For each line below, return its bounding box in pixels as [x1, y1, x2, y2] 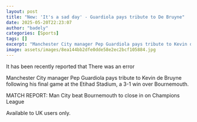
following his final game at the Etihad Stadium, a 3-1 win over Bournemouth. [6, 80, 189, 87]
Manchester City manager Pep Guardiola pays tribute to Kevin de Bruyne [6, 74, 182, 81]
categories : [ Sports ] [6, 30, 59, 36]
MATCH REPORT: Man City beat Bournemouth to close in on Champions [6, 91, 180, 99]
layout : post [6, 8, 38, 15]
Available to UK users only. [6, 109, 71, 116]
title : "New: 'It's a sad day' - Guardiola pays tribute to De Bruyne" [6, 14, 185, 20]
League [6, 98, 25, 105]
